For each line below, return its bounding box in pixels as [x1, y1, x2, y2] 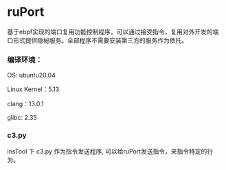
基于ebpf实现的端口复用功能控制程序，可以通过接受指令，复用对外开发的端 [7, 27, 219, 36]
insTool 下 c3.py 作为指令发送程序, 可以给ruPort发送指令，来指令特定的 [7, 147, 207, 155]
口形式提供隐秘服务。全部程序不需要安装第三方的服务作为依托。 [7, 36, 188, 45]
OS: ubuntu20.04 [7, 71, 56, 80]
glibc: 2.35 [7, 114, 38, 122]
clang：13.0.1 [7, 100, 44, 108]
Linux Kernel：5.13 [7, 85, 60, 93]
